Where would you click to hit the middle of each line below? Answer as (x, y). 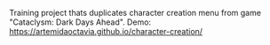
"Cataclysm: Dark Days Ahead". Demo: (80, 22)
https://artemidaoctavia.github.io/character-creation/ (106, 31)
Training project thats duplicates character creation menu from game (135, 13)
